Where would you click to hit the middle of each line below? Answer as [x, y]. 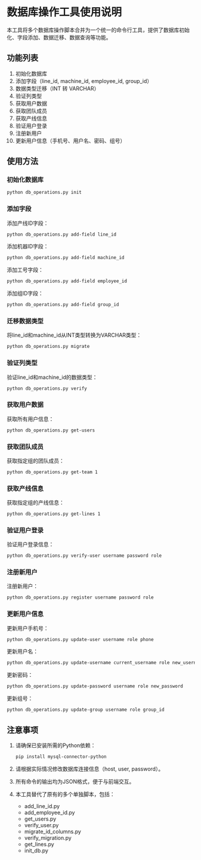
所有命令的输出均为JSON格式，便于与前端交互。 [75, 781]
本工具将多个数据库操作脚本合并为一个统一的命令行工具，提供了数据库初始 [98, 30]
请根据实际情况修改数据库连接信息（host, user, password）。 [89, 769]
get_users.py [40, 819]
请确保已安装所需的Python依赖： [55, 745]
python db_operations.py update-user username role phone [80, 639]
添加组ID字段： [25, 294]
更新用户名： [22, 652]
